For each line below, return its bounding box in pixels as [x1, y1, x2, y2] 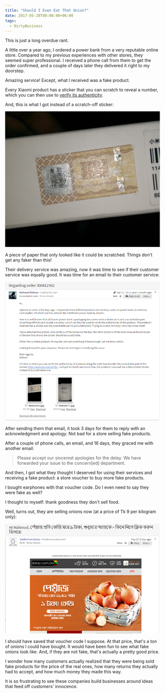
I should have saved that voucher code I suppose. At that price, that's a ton [5, 638, 157, 644]
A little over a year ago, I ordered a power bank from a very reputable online [5, 47, 159, 53]
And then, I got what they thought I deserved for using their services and [5, 469, 152, 476]
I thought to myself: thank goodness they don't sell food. [5, 499, 120, 505]
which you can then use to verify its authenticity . [5, 92, 104, 98]
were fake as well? [5, 489, 43, 495]
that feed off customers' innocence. [5, 683, 78, 689]
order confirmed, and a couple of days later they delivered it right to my [5, 63, 150, 69]
